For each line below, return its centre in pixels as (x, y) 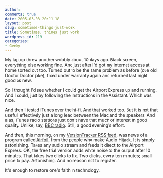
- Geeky (13, 46)
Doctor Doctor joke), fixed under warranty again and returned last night (76, 75)
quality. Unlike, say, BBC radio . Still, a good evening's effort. (65, 125)
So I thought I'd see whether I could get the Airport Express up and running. (81, 90)
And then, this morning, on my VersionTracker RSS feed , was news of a (76, 135)
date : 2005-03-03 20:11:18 (32, 19)
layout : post (18, 23)
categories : (17, 41)
